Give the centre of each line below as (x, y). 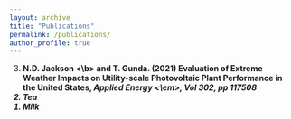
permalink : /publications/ (60, 34)
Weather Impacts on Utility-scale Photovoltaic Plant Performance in (152, 78)
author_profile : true (50, 43)
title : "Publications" (52, 26)
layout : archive (40, 18)
